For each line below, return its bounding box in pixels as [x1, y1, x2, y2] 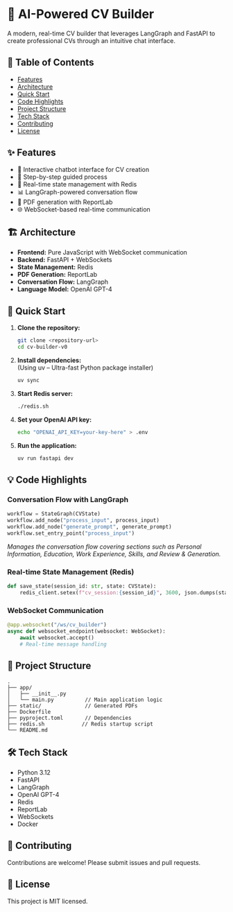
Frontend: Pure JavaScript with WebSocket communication [17, 248, 187, 257]
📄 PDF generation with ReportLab [17, 198, 113, 206]
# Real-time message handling [19, 641, 107, 648]
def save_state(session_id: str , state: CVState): [7, 583, 157, 590]
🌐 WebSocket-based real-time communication [17, 205, 150, 214]
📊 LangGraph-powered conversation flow [17, 187, 138, 196]
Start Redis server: [17, 389, 73, 397]
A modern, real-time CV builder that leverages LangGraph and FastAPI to [7, 29, 216, 37]
